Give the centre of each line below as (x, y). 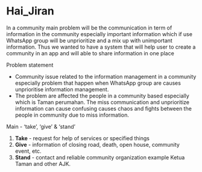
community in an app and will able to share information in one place (90, 53)
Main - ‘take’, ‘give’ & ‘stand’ (41, 126)
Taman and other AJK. (43, 164)
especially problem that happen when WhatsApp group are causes (98, 83)
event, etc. (28, 151)
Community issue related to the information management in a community (106, 76)
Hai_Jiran (30, 11)
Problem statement (30, 65)
